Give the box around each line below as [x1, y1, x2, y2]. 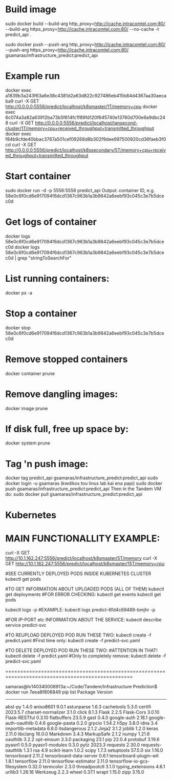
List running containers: [5, 272, 110, 284]
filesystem [5, 763, 27, 769]
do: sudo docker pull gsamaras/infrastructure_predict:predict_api [5, 491, 142, 497]
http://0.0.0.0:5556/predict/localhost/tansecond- [35, 119, 138, 126]
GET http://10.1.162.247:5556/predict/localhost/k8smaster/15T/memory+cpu [5, 560, 165, 566]
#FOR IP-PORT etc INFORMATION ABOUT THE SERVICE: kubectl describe [5, 616, 162, 623]
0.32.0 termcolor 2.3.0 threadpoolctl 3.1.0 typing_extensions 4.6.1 [28, 763, 165, 769]
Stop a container [5, 307, 77, 319]
